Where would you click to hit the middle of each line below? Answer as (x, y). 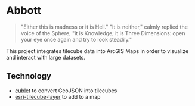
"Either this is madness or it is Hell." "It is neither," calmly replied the (104, 27)
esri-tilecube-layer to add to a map (58, 96)
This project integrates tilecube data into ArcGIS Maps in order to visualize (97, 51)
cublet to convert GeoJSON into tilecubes (66, 91)
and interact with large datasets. (46, 57)
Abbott (24, 10)
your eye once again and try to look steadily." (76, 39)
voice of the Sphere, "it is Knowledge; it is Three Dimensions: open (103, 33)
